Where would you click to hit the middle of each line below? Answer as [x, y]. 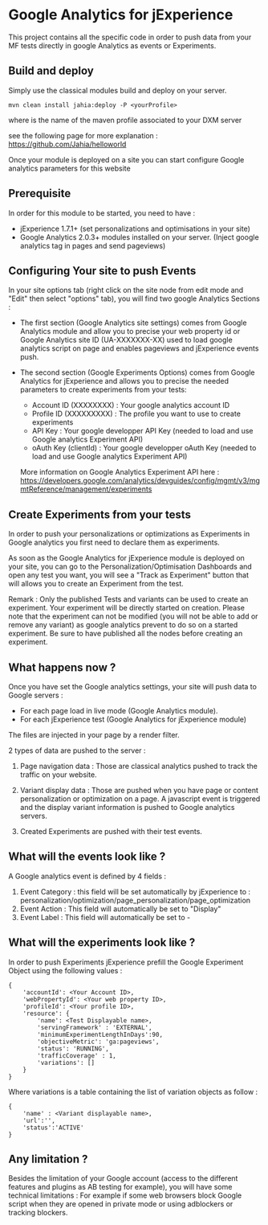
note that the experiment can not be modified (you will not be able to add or [133, 616]
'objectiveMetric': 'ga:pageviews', [98, 1042]
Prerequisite [40, 193]
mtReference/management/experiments [86, 489]
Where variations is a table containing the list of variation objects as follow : [133, 1091]
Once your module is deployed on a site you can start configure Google [126, 159]
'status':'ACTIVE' [53, 1128]
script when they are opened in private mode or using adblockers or [121, 1204]
